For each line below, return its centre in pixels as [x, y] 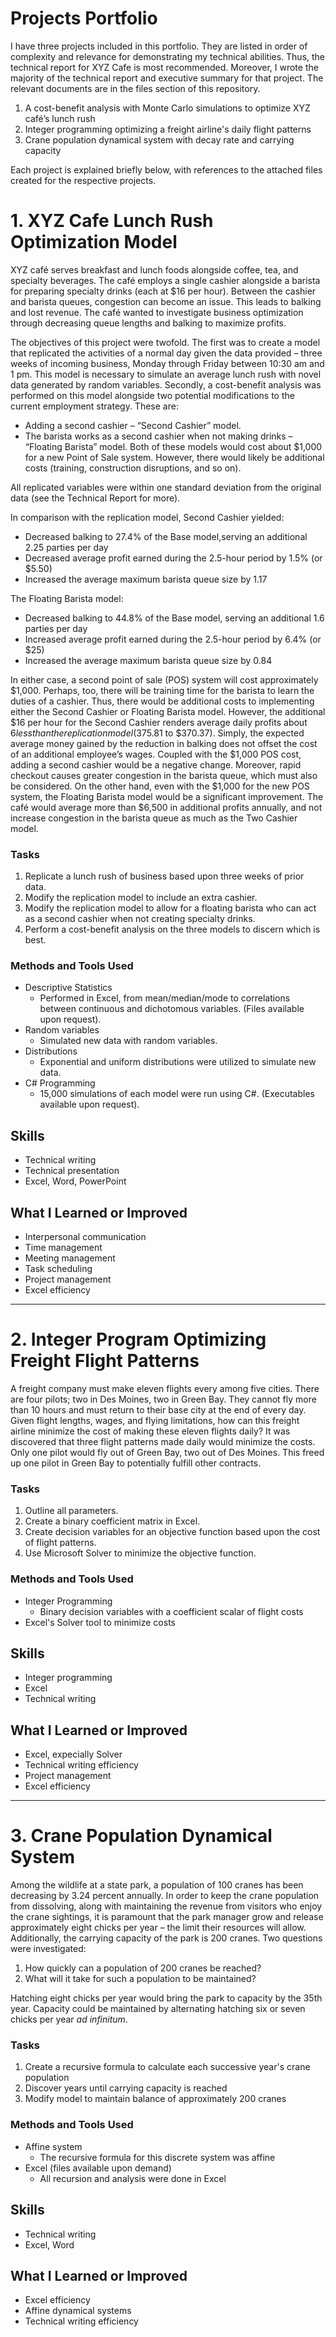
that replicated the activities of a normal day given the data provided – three [166, 353]
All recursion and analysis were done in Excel [133, 2178]
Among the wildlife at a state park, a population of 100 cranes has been [157, 1885]
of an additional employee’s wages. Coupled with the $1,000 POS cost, [156, 754]
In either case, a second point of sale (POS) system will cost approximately [164, 679]
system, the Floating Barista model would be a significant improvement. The [167, 796]
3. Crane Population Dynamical [141, 1836]
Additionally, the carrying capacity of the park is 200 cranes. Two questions [166, 1938]
